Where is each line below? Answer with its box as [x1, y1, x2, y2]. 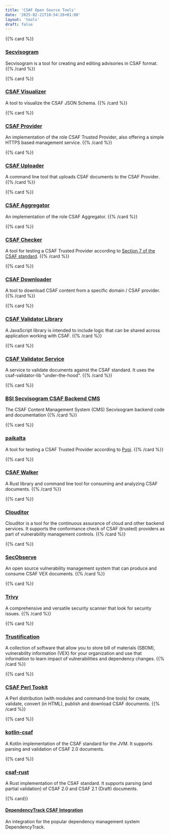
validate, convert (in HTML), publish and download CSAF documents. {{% [5, 701, 160, 707]
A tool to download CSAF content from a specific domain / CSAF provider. [5, 287, 160, 294]
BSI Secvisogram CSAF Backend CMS [5, 395, 100, 402]
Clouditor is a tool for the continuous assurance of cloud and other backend [5, 520, 164, 526]
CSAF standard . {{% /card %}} [5, 253, 70, 260]
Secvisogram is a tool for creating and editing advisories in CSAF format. [5, 60, 158, 66]
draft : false [5, 21, 33, 27]
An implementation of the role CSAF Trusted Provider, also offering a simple [5, 134, 164, 141]
